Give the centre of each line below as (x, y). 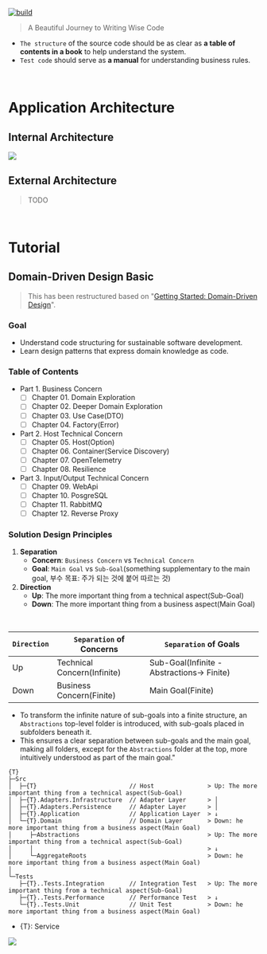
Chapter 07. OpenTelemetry (76, 460)
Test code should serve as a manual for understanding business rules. (135, 60)
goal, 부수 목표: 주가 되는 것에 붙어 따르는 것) (101, 579)
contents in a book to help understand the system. (103, 51)
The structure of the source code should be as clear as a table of (128, 43)
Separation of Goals (202, 644)
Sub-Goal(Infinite (183, 663)
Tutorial (35, 248)
